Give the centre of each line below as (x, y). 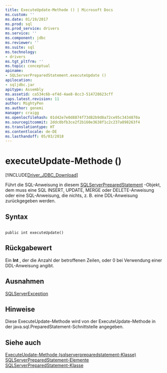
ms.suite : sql (20, 47)
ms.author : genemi (24, 108)
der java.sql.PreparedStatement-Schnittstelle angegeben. (64, 327)
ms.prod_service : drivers (32, 29)
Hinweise (20, 309)
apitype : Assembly (24, 89)
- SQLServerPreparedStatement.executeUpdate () (56, 76)
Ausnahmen (25, 282)
